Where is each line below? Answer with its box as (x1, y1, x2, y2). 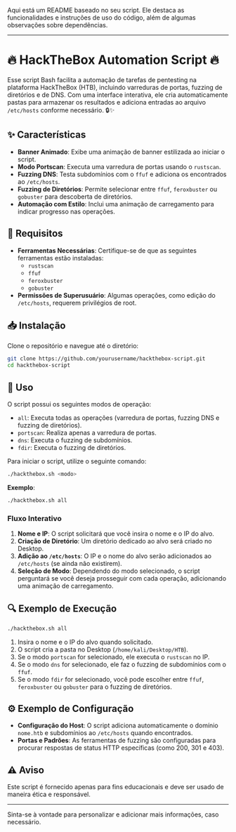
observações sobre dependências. (7, 21, 108, 29)
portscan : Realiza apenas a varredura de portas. (17, 428, 157, 437)
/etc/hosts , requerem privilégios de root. (17, 298, 137, 307)
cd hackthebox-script (7, 362, 71, 369)
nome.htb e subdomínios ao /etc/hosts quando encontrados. (17, 729, 193, 737)
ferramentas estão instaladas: (17, 253, 104, 262)
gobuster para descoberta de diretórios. (17, 192, 133, 201)
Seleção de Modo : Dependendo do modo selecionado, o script (17, 567, 200, 575)
